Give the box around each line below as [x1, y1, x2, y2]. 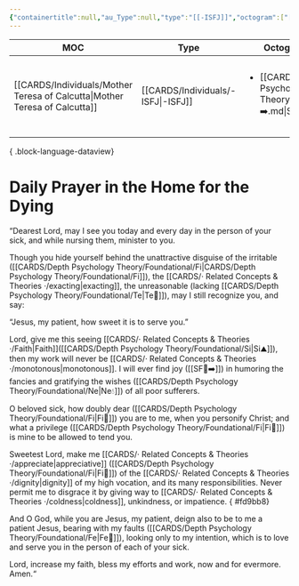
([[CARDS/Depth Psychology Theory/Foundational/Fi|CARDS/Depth [9, 261, 256, 272]
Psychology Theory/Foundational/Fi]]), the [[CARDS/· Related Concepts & [9, 270, 279, 281]
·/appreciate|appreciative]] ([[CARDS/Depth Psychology [9, 458, 214, 469]
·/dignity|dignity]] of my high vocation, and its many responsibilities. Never [9, 477, 283, 487]
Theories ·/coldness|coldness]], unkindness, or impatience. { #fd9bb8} [9, 495, 270, 507]
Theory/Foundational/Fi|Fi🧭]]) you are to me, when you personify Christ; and [9, 413, 290, 423]
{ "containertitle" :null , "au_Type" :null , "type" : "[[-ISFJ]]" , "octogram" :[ [9, 12, 285, 22]
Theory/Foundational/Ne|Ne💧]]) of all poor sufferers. [9, 385, 200, 396]
